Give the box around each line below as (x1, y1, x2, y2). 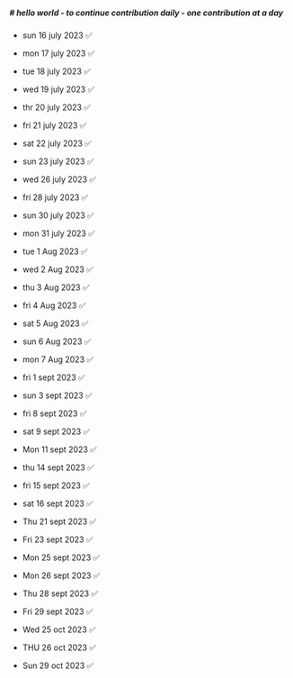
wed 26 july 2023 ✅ (22, 174, 97, 185)
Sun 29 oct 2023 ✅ (22, 660, 94, 671)
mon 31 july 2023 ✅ (22, 228, 96, 239)
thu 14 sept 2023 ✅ (22, 462, 94, 473)
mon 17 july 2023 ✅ (22, 48, 95, 59)
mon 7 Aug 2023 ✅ (22, 354, 94, 365)
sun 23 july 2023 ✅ (22, 156, 94, 167)
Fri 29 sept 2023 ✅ (22, 606, 93, 617)
